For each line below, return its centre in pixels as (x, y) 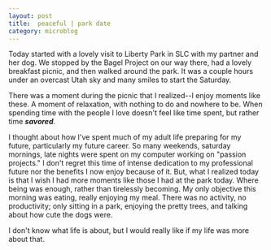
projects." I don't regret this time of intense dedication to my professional (131, 163)
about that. (26, 239)
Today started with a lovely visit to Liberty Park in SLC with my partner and (133, 54)
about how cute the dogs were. (61, 215)
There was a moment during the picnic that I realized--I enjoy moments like (134, 96)
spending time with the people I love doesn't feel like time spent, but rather (134, 113)
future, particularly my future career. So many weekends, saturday (120, 146)
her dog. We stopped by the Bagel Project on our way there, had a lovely (130, 62)
